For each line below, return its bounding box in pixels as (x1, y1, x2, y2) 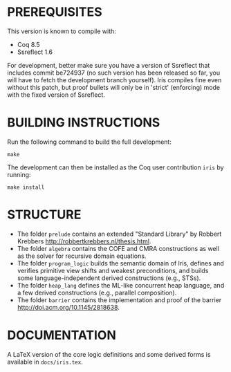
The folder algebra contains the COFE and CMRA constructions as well (17, 244, 220, 252)
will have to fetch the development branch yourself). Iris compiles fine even (7, 75, 222, 84)
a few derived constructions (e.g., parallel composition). (17, 288, 177, 297)
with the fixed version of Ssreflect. (7, 91, 106, 99)
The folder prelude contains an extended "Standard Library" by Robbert (17, 230, 222, 238)
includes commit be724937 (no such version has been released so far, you (7, 68, 220, 77)
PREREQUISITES (7, 4, 102, 20)
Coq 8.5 (17, 40, 40, 48)
